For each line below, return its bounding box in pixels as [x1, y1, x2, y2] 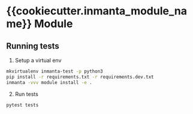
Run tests [14, 90, 39, 97]
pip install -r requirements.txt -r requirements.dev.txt [6, 74, 154, 80]
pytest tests [6, 102, 39, 108]
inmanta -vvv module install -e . [6, 79, 93, 85]
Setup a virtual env [14, 57, 62, 64]
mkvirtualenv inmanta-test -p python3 [6, 68, 103, 74]
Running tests [6, 41, 60, 51]
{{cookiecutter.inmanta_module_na [6, 4, 188, 18]
